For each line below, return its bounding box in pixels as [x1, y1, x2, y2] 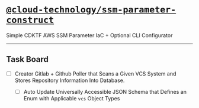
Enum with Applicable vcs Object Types [23, 94, 120, 102]
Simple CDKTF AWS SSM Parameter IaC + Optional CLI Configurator [6, 31, 173, 39]
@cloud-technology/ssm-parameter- [6, 4, 176, 15]
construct [6, 15, 54, 26]
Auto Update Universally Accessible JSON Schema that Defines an [23, 88, 187, 95]
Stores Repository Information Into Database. [14, 77, 125, 84]
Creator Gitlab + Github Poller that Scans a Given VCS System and [14, 70, 176, 77]
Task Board [6, 54, 49, 64]
